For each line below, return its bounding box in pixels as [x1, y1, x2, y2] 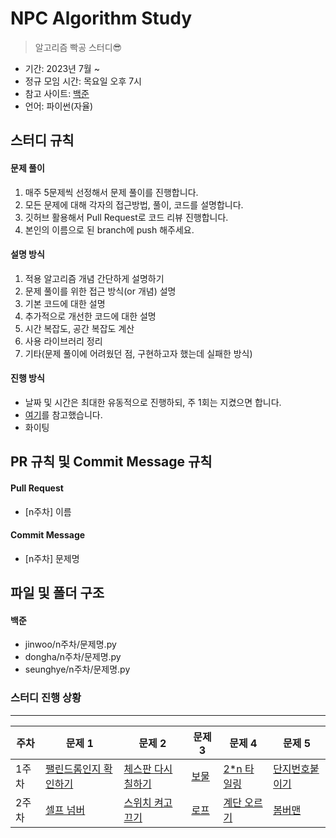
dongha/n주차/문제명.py [24, 651, 122, 663]
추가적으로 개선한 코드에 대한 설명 [24, 310, 157, 322]
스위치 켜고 [123, 795, 173, 809]
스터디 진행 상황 [10, 691, 82, 705]
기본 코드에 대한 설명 [24, 297, 106, 309]
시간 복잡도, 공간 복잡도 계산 [24, 322, 135, 334]
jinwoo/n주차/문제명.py [24, 638, 117, 651]
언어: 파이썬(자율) [24, 100, 94, 112]
